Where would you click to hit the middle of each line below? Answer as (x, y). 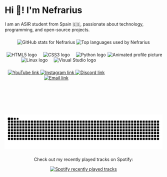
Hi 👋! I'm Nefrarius (43, 10)
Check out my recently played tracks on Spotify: (83, 159)
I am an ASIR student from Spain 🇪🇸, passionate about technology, (74, 24)
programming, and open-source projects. (47, 29)
